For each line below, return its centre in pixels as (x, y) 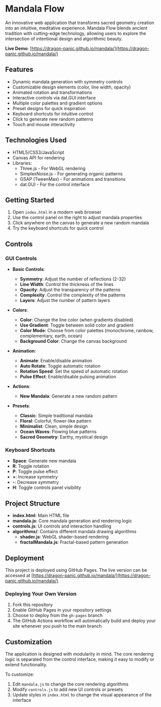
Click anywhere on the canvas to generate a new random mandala (80, 223)
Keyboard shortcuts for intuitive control (53, 114)
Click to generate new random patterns (53, 119)
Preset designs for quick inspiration (49, 108)
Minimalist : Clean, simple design (54, 426)
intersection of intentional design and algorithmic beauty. (64, 39)
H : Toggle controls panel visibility (47, 487)
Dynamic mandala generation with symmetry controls (67, 81)
